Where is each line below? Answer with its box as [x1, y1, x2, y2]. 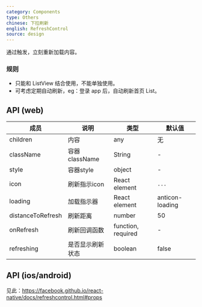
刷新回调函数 [68, 226, 105, 235]
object [113, 166, 132, 174]
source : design [6, 31, 44, 37]
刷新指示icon [68, 180, 105, 188]
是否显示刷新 [68, 240, 105, 249]
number [113, 211, 136, 220]
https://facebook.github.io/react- [22, 287, 104, 294]
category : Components [6, 8, 61, 15]
